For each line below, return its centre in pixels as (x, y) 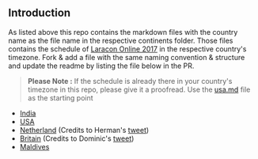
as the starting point (60, 97)
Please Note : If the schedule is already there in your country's (130, 81)
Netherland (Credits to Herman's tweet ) (84, 130)
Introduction (40, 13)
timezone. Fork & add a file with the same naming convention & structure (127, 57)
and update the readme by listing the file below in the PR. (101, 66)
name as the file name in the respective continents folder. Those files (121, 40)
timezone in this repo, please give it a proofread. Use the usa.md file (139, 89)
